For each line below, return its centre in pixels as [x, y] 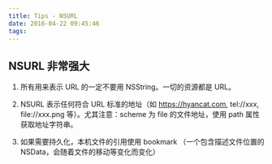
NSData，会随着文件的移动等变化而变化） [90, 152]
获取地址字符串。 [49, 125]
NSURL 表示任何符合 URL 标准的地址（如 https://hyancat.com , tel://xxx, [140, 104]
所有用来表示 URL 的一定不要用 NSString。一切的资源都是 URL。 [127, 87]
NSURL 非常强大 [49, 66]
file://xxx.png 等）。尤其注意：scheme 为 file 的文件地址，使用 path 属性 [140, 114]
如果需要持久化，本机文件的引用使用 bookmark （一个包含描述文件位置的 [142, 142]
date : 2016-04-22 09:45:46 [54, 24]
